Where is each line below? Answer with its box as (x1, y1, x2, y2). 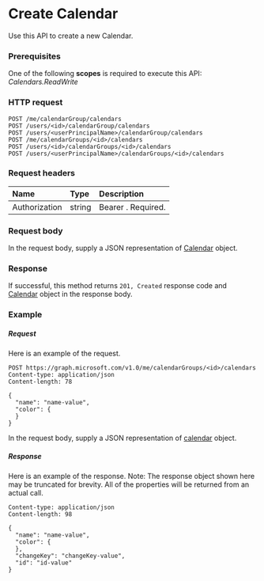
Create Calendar (8, 5, 119, 23)
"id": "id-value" (15, 559, 73, 567)
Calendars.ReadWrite (8, 77, 79, 87)
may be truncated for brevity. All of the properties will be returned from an (8, 480, 250, 489)
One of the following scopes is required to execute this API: (8, 69, 202, 78)
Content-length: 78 (8, 378, 73, 386)
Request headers (8, 168, 76, 179)
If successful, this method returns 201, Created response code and (8, 281, 228, 290)
